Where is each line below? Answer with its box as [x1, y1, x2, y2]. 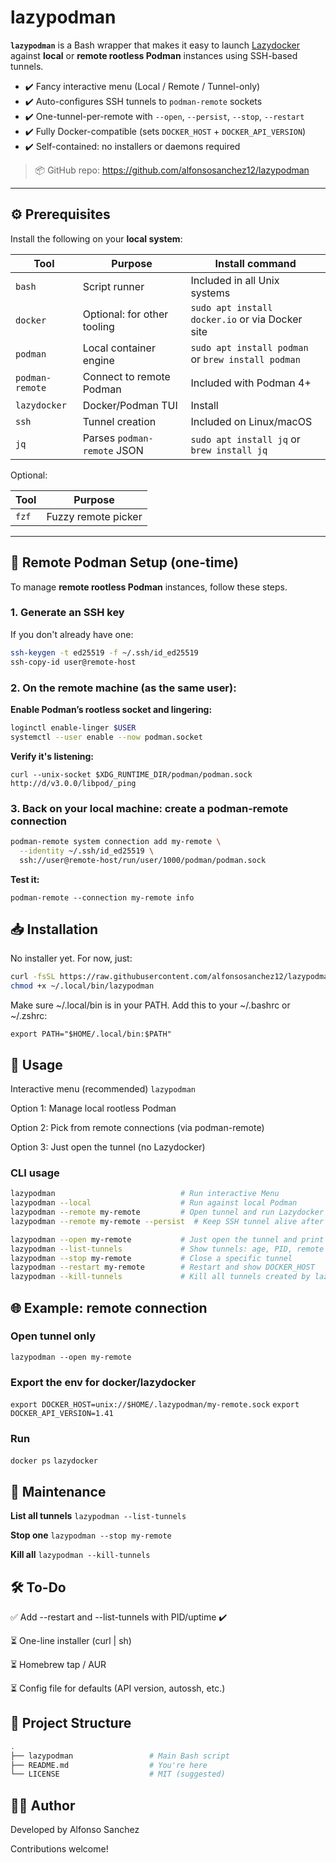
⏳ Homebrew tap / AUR [10, 1659, 107, 1671]
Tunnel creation [82, 414, 157, 428]
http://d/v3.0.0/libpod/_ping [10, 778, 137, 788]
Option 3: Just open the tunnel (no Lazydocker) [10, 1141, 206, 1153]
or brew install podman [190, 352, 301, 366]
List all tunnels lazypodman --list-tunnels [10, 1510, 187, 1522]
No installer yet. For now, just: [10, 952, 133, 965]
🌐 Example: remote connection [10, 1299, 208, 1316]
